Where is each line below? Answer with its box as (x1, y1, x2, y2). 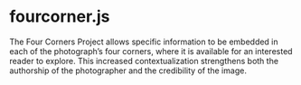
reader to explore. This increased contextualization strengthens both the (9, 55, 278, 66)
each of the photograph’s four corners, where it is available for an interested (9, 45, 293, 56)
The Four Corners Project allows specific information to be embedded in (9, 36, 278, 47)
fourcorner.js (9, 6, 110, 27)
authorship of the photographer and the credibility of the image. (9, 65, 247, 76)
